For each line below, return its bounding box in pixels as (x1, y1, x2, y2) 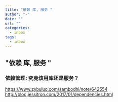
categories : (5, 26, 30, 31)
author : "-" (5, 12, 30, 17)
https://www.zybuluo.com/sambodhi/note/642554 (5, 86, 108, 92)
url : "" (5, 21, 21, 26)
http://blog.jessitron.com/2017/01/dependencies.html (5, 92, 113, 98)
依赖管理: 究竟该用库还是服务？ (5, 75, 79, 82)
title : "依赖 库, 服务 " (5, 7, 53, 12)
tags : (5, 35, 16, 40)
